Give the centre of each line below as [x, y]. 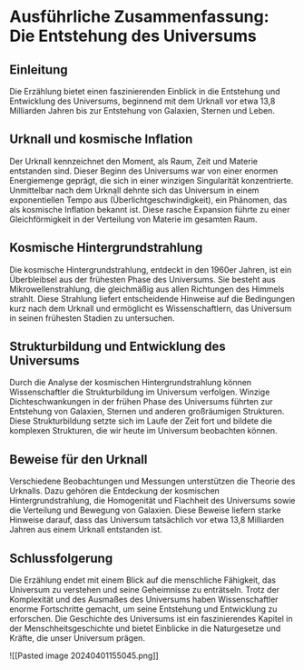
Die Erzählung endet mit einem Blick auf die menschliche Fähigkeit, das [143, 580]
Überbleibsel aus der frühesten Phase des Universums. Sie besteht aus [142, 279]
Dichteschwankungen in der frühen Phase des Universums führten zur [142, 402]
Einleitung [39, 70]
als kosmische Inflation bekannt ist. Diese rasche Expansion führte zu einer [150, 209]
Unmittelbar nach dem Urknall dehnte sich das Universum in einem [134, 190]
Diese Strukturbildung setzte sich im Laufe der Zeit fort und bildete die [141, 421]
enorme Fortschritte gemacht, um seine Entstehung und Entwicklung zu [143, 609]
